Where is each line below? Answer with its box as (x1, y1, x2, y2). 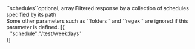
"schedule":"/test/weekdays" (10, 30, 82, 37)
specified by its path (6, 11, 57, 18)
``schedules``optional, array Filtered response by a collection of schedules (6, 5, 190, 11)
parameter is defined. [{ (6, 24, 65, 30)
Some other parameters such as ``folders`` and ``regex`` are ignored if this (6, 17, 188, 24)
